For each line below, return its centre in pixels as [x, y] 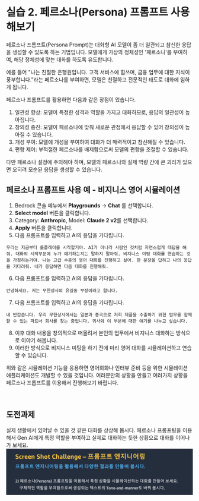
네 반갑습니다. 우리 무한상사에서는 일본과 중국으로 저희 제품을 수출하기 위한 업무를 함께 [99, 315]
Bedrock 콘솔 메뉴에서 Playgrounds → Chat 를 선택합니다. [84, 205]
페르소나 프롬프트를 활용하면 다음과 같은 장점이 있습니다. [71, 99]
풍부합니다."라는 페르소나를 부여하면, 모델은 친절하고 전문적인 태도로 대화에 [93, 79]
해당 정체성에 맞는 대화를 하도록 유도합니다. [64, 59]
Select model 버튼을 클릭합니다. [52, 213]
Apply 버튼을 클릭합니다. [44, 228]
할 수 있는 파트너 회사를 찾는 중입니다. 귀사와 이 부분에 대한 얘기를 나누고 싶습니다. [97, 321]
